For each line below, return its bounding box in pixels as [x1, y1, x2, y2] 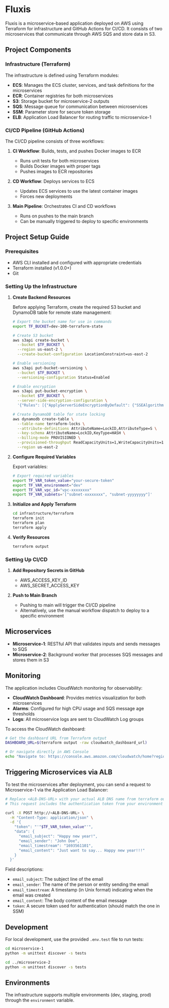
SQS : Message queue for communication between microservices [12, 103, 148, 109]
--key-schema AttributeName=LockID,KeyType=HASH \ [17, 430, 126, 436]
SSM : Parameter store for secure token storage [12, 108, 111, 115]
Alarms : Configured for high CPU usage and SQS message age [12, 705, 144, 711]
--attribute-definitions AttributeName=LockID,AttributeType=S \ [17, 426, 157, 431]
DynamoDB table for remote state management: [12, 309, 112, 315]
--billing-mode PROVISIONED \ [17, 435, 80, 440]
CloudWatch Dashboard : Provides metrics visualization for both [12, 695, 146, 701]
